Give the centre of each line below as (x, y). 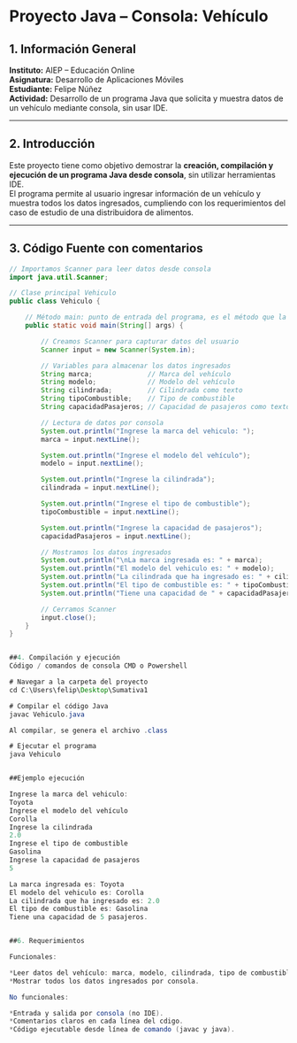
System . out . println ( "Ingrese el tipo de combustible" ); (146, 504)
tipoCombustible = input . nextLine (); (110, 512)
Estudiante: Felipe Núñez (56, 89)
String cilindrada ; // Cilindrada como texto (142, 390)
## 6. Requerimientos (47, 941)
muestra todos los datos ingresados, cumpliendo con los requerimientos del (147, 203)
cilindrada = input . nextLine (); (101, 488)
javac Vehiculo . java (47, 715)
